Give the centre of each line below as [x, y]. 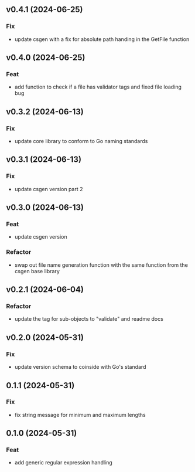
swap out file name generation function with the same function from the [101, 265]
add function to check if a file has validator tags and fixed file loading [98, 87]
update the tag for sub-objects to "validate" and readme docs [89, 319]
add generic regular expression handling [63, 463]
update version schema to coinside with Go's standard [80, 367]
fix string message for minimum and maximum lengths [80, 415]
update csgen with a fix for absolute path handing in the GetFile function [102, 39]
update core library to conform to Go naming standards [81, 141]
